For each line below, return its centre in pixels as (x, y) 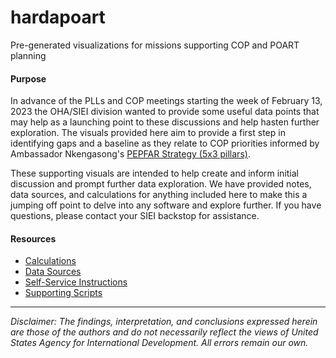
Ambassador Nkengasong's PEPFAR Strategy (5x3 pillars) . (130, 154)
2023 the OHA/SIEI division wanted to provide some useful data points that (165, 112)
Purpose (28, 78)
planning (28, 55)
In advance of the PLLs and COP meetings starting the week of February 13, (166, 101)
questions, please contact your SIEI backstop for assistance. (135, 216)
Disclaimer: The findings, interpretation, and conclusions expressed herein (164, 322)
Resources (33, 238)
